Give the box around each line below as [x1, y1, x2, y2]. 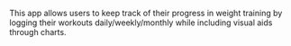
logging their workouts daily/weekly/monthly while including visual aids [9, 17, 273, 28]
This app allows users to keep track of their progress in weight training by [9, 8, 283, 18]
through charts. [9, 27, 67, 37]
